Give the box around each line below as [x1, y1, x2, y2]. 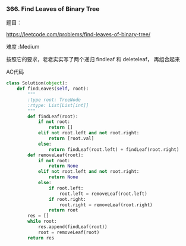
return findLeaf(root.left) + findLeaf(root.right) [48, 146, 179, 153]
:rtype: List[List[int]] [27, 102, 89, 108]
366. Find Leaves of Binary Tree [6, 5, 100, 13]
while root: [27, 219, 58, 225]
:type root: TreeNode [27, 97, 81, 103]
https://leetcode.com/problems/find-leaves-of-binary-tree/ [6, 31, 151, 38]
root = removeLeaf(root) [37, 229, 100, 235]
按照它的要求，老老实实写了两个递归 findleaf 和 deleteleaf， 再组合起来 [6, 56, 180, 63]
